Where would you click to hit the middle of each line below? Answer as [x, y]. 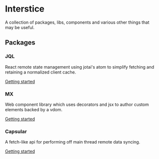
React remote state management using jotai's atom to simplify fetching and [80, 67]
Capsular [16, 131]
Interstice [25, 9]
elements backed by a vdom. [34, 109]
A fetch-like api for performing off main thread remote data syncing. [72, 142]
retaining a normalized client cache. [41, 72]
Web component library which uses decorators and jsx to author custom [77, 104]
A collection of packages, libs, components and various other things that [77, 22]
